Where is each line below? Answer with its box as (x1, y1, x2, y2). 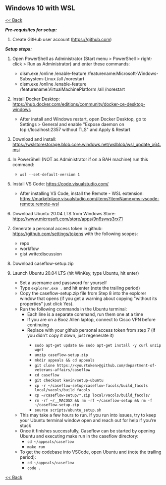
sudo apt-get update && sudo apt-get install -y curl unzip (34, 343, 162, 348)
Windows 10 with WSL (5, 4, 75, 12)
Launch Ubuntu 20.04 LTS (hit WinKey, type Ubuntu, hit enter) (12, 270, 139, 276)
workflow (19, 245, 39, 251)
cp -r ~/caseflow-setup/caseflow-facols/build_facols (34, 383, 148, 388)
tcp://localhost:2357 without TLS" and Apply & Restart (19, 126, 130, 132)
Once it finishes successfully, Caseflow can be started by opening (19, 427, 155, 433)
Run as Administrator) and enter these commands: (27, 61, 130, 66)
